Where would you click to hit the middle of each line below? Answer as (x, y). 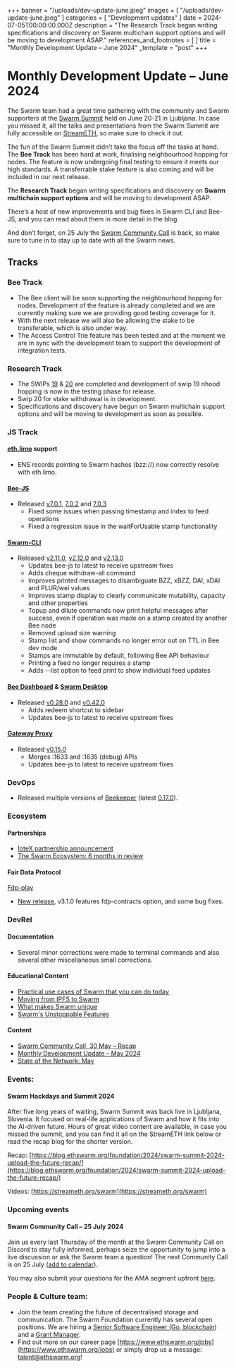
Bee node (42, 625)
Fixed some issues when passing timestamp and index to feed (118, 511)
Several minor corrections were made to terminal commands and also (118, 952)
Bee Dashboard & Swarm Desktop (57, 687)
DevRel (20, 920)
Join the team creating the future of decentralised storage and (108, 1312)
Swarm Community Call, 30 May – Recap (77, 1046)
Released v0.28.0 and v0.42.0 (61, 702)
